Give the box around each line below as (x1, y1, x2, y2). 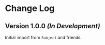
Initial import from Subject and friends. (5, 34, 82, 40)
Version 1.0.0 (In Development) (5, 22, 100, 30)
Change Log (5, 3, 55, 14)
